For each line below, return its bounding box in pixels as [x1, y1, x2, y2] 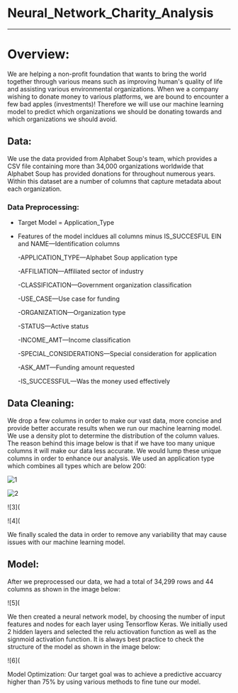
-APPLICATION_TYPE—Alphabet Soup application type [17, 253, 178, 262]
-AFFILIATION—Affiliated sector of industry [17, 267, 144, 275]
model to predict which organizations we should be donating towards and [7, 107, 222, 116]
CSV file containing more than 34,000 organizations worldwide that [7, 162, 204, 170]
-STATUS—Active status [17, 321, 89, 331]
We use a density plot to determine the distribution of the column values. [7, 431, 220, 440]
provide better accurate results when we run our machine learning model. [7, 423, 222, 432]
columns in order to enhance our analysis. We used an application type [7, 454, 215, 462]
